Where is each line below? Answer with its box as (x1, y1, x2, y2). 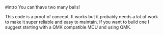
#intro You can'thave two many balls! (5, 4, 80, 10)
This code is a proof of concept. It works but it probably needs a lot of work (5, 14, 158, 19)
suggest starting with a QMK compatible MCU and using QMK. (5, 24, 132, 30)
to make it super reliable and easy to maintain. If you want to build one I (5, 19, 150, 25)
